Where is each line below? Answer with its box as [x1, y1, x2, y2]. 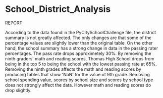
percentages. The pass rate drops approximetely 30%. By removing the [5, 50, 152, 56]
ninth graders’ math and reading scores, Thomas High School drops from [5, 55, 155, 61]
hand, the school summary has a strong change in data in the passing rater [5, 45, 159, 51]
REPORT [5, 20, 23, 26]
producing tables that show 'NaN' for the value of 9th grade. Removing [5, 71, 150, 77]
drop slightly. [5, 87, 32, 93]
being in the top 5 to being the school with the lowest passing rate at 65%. [5, 61, 157, 67]
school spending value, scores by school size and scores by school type [5, 77, 154, 83]
